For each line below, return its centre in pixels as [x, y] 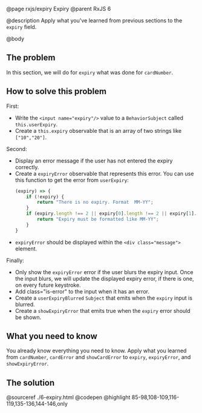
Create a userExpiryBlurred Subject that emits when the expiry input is [103, 298]
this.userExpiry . [36, 124]
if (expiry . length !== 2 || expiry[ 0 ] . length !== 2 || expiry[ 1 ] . [112, 214]
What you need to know [52, 336]
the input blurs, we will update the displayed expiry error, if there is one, [104, 278]
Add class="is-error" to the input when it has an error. [82, 291]
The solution [31, 382]
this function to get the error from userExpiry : [72, 180]
